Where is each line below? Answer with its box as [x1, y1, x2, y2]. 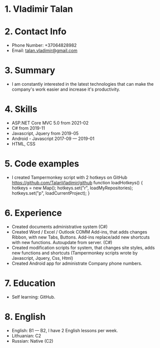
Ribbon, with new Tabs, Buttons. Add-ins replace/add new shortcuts [11, 234, 150, 240]
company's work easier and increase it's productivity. [11, 86, 121, 92]
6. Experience [4, 208, 62, 219]
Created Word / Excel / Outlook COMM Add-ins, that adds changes [11, 229, 148, 235]
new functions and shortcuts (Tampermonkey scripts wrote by [11, 250, 138, 256]
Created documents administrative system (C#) [11, 223, 108, 230]
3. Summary [4, 65, 55, 76]
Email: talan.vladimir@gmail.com [11, 48, 78, 54]
